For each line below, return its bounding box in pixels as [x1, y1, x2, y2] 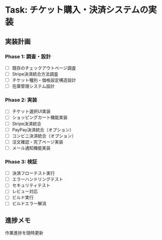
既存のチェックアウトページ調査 [12, 65, 76, 71]
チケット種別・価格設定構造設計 [12, 77, 76, 83]
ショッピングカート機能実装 [12, 114, 68, 120]
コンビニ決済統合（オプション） [12, 133, 76, 139]
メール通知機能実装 [12, 145, 51, 151]
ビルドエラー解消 [12, 201, 47, 207]
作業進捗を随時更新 [5, 230, 44, 236]
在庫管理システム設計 [12, 83, 55, 89]
